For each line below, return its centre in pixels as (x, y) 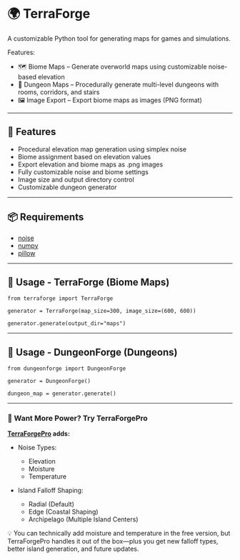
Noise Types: (37, 448)
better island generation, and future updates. (73, 549)
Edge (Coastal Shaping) (63, 512)
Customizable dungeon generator (67, 187)
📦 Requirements (46, 217)
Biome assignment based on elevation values (84, 156)
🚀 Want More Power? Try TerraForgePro (77, 419)
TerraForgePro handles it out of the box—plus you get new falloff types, (113, 541)
